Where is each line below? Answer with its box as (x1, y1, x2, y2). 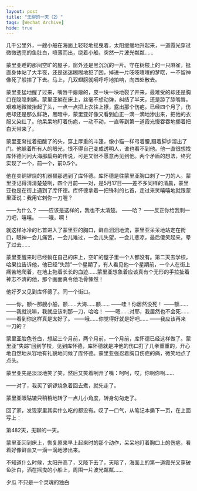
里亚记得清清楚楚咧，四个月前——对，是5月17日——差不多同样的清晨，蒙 (6, 180, 184, 187)
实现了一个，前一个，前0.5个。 (6, 160, 81, 167)
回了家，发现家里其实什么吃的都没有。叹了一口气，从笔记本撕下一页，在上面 (6, 407, 191, 414)
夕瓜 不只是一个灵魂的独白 (6, 479, 69, 486)
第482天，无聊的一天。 (6, 426, 63, 434)
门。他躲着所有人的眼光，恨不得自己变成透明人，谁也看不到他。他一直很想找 (6, 145, 191, 153)
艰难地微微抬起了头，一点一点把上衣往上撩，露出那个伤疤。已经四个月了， (6, 103, 186, 110)
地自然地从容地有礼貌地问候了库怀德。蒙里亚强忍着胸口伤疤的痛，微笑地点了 (6, 350, 191, 357)
